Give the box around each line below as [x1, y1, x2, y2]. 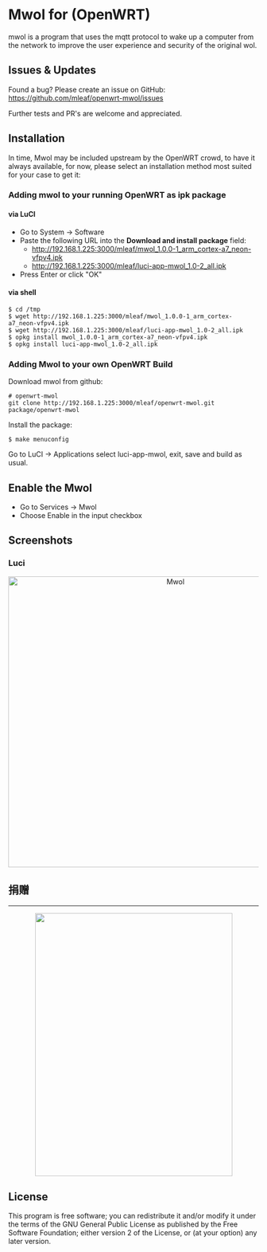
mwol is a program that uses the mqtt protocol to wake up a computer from [8, 32, 254, 41]
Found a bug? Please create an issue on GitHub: [8, 84, 166, 94]
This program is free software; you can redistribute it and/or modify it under [8, 1211, 257, 1221]
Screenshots [8, 534, 73, 548]
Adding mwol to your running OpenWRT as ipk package [8, 190, 226, 201]
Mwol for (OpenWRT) [8, 6, 151, 24]
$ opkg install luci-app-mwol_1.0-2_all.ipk [8, 340, 158, 348]
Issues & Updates [8, 64, 97, 77]
